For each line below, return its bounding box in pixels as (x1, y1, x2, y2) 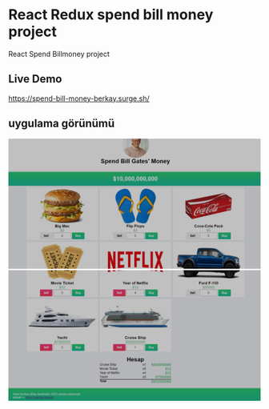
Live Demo (8, 72, 62, 86)
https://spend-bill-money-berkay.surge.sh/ (8, 94, 150, 103)
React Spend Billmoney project (8, 49, 110, 58)
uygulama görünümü (8, 117, 115, 130)
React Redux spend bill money (8, 6, 214, 24)
